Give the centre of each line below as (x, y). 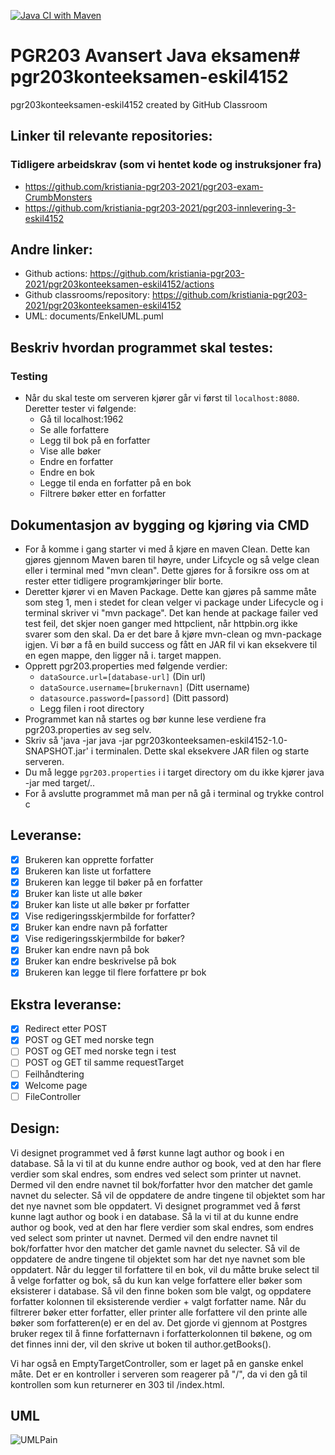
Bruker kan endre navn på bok (87, 950)
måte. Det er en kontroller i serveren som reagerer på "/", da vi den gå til (159, 1374)
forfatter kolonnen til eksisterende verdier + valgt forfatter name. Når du (158, 1301)
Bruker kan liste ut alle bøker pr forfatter (107, 904)
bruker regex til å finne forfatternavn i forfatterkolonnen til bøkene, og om (161, 1333)
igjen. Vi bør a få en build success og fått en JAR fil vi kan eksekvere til (171, 644)
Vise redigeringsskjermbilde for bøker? (104, 939)
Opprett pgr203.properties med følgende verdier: (126, 666)
